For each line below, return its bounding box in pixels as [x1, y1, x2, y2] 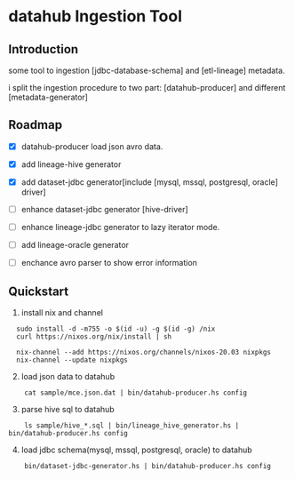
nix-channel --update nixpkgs [16, 355, 128, 365]
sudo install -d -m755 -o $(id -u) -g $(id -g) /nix [16, 324, 216, 334]
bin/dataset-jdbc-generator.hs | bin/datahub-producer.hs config [24, 462, 272, 471]
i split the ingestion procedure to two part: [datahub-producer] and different [8, 83, 286, 92]
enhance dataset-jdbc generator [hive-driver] [20, 204, 188, 214]
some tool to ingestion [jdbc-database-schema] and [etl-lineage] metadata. [8, 65, 285, 76]
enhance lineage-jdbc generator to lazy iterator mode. [20, 222, 220, 233]
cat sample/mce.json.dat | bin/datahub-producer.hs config [24, 388, 248, 397]
